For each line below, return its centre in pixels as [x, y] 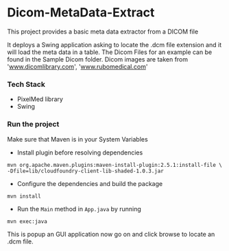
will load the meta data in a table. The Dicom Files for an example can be [110, 52]
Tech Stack [26, 84]
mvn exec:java [27, 221]
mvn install [24, 196]
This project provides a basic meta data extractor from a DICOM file [103, 31]
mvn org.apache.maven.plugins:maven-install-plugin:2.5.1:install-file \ [115, 165]
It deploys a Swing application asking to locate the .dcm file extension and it [114, 44]
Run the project [33, 124]
